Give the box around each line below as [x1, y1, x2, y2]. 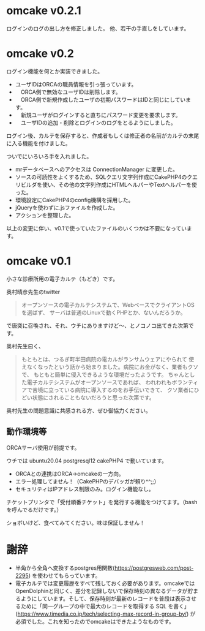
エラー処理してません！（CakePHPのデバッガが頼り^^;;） [15, 477, 160, 485]
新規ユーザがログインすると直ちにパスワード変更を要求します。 [20, 111, 182, 118]
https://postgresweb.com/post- [114, 564, 194, 572]
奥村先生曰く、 [6, 342, 44, 350]
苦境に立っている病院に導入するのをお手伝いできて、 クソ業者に [32, 386, 194, 393]
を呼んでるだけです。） [6, 506, 62, 513]
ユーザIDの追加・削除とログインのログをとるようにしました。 [20, 119, 176, 126]
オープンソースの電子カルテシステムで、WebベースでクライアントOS [21, 301, 195, 308]
